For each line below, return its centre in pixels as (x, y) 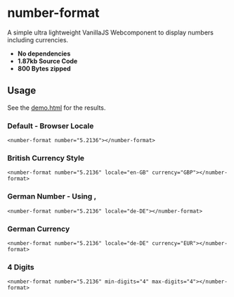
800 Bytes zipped (44, 68)
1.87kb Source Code (47, 61)
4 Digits (21, 267)
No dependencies (44, 53)
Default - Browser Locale (51, 126)
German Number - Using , (52, 196)
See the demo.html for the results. (57, 108)
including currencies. (38, 39)
